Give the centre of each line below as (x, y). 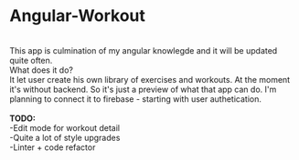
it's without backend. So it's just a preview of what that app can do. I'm (143, 89)
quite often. (31, 60)
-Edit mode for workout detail (65, 127)
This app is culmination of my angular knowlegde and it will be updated (144, 50)
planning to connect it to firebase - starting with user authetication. (136, 99)
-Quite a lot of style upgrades (65, 137)
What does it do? (41, 70)
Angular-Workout (78, 16)
